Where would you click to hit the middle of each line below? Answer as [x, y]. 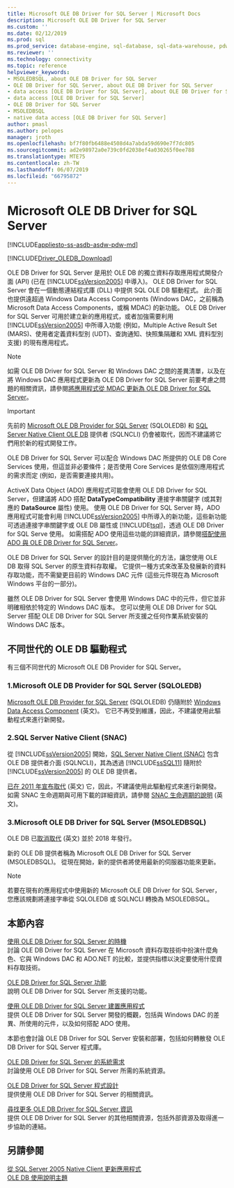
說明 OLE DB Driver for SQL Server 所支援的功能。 [79, 991]
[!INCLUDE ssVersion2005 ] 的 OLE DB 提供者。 [74, 771]
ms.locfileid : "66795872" [45, 176]
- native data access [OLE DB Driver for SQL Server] [87, 117]
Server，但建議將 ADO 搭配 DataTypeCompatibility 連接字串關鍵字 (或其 [112, 499]
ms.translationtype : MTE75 [46, 157]
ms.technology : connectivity [49, 59]
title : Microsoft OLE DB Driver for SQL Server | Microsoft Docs [104, 14]
